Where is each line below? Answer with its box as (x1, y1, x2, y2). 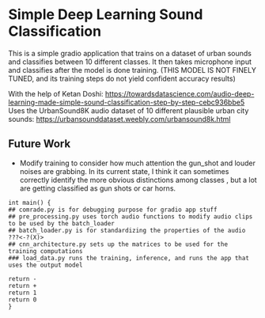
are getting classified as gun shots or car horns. (19, 184, 176, 193)
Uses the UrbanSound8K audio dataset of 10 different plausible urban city (8, 105, 249, 115)
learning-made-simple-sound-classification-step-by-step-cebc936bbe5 (8, 97, 245, 107)
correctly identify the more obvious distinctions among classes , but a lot (19, 175, 257, 184)
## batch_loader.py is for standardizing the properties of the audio (8, 226, 246, 234)
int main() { (8, 199, 51, 206)
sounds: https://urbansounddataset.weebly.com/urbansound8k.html (8, 114, 231, 123)
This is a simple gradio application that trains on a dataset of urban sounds (8, 48, 252, 58)
